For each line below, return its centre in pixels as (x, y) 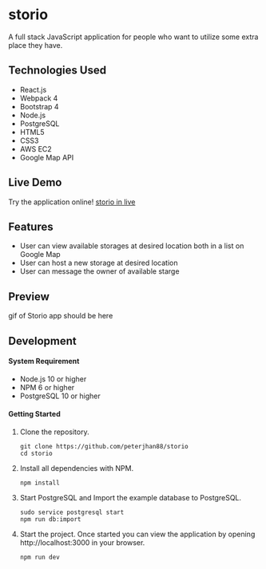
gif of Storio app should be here (61, 316)
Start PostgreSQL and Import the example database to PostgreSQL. (131, 497)
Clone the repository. (54, 432)
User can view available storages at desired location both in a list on (132, 246)
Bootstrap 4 (39, 106)
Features (31, 226)
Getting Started (35, 414)
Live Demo (35, 182)
